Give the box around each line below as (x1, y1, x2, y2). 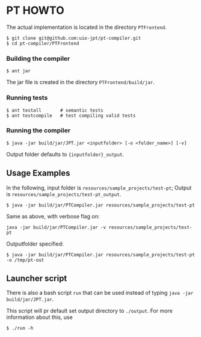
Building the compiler (6, 54, 70, 63)
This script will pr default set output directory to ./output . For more (6, 308, 173, 315)
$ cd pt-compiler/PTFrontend (6, 40, 79, 46)
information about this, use (6, 314, 73, 321)
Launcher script (6, 273, 67, 283)
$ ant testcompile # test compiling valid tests (6, 113, 136, 119)
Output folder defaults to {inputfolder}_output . (6, 150, 125, 158)
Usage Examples (6, 168, 70, 178)
